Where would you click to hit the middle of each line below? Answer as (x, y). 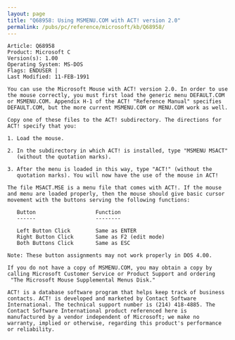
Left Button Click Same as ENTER (77, 231)
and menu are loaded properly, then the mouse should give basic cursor (116, 194)
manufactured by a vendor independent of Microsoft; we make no (103, 317)
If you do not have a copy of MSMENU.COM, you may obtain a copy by (110, 268)
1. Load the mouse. (36, 139)
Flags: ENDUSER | (33, 71)
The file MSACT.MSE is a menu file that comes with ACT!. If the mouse (114, 188)
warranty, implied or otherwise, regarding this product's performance (114, 323)
